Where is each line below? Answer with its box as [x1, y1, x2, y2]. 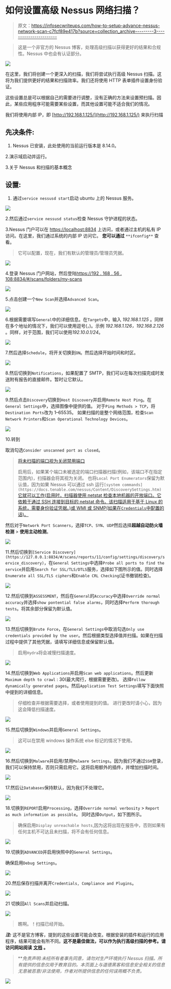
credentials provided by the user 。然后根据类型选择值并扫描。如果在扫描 [5, 632, 163, 638]
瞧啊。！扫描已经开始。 [17, 921, 67, 927]
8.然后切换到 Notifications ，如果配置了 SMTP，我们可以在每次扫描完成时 [5, 370, 160, 376]
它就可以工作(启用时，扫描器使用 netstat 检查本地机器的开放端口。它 [17, 492, 162, 498]
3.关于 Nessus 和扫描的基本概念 [5, 164, 72, 170]
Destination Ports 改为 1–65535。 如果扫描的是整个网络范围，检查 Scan [5, 409, 154, 415]
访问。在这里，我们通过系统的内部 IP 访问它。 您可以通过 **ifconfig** [5, 232, 154, 238]
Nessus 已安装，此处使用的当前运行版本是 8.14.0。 [12, 142, 119, 148]
